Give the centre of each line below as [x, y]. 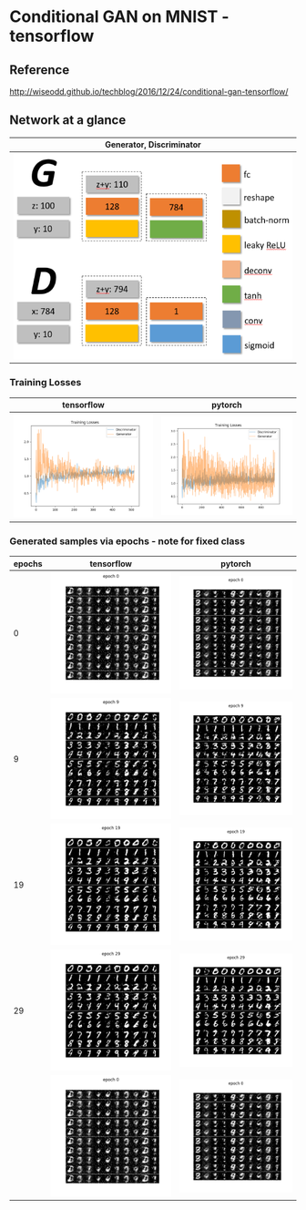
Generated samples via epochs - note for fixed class [127, 541]
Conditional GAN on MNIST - [119, 17]
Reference [40, 70]
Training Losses [46, 383]
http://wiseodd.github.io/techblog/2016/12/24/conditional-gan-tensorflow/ [149, 92]
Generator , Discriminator [153, 145]
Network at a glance [68, 120]
